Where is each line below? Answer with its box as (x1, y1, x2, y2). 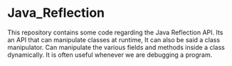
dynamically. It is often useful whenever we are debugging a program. (7, 51, 213, 59)
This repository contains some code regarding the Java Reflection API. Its (7, 28, 223, 37)
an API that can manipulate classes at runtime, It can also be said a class (7, 35, 221, 44)
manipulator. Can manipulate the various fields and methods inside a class (7, 43, 226, 51)
